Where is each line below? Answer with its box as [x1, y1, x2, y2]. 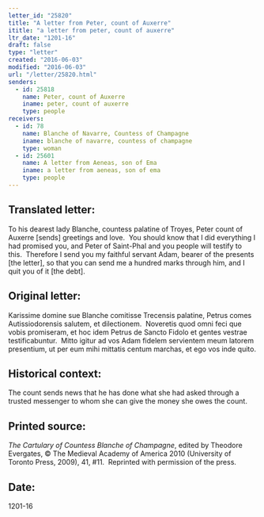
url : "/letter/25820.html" [8, 71, 97, 79]
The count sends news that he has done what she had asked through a [8, 388, 239, 397]
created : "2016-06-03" [8, 56, 83, 64]
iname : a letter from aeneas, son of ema [22, 167, 160, 174]
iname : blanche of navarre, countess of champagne [22, 136, 193, 145]
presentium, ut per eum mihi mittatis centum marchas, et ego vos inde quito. [8, 344, 257, 354]
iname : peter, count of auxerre [22, 100, 129, 108]
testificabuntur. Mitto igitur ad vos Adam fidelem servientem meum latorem [8, 335, 255, 345]
